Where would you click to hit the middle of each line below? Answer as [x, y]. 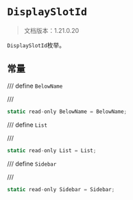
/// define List [27, 125]
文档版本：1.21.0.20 [51, 30]
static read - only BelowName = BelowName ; [67, 112]
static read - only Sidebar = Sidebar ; [61, 189]
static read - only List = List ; [52, 150]
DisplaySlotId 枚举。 [36, 45]
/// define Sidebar [32, 164]
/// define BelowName [35, 86]
